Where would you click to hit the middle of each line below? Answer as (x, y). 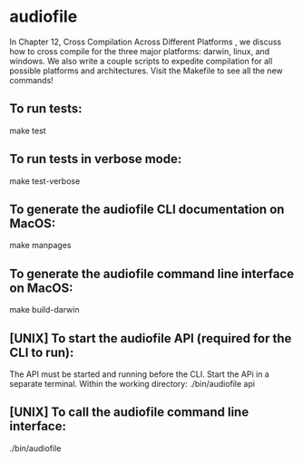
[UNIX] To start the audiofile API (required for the (151, 338)
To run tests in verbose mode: (96, 159)
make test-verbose (45, 181)
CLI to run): (42, 352)
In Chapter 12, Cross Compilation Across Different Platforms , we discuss (146, 42)
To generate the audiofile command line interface (152, 274)
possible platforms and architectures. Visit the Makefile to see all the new (146, 71)
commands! (32, 80)
